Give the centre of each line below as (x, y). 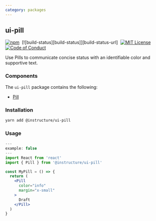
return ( (19, 176)
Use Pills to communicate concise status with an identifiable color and (78, 58)
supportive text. (22, 63)
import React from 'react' (33, 158)
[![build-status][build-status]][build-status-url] (70, 42)
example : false (21, 149)
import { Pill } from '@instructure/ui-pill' (54, 162)
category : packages (26, 10)
